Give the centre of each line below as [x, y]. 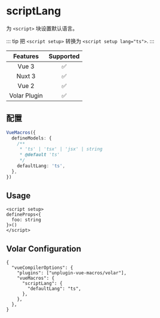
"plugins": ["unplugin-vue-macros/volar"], [72, 273]
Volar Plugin [26, 95]
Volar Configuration [44, 249]
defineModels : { [32, 138]
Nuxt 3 [26, 76]
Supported [64, 56]
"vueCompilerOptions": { [42, 268]
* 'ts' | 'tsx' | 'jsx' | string [61, 149]
